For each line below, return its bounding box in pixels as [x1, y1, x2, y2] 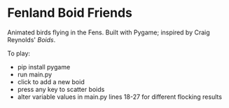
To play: [7, 49, 30, 58]
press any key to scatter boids [17, 85, 105, 93]
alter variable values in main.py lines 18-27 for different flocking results [17, 93, 223, 101]
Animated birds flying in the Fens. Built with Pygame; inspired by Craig [7, 28, 210, 36]
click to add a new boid [17, 77, 85, 86]
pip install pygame [17, 62, 71, 71]
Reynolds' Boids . [7, 35, 56, 43]
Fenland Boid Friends [7, 5, 133, 21]
